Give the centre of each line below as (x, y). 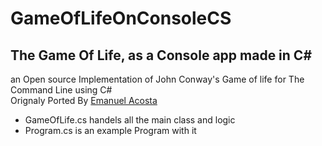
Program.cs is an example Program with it (110, 130)
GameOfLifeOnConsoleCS (121, 18)
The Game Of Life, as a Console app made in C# (161, 55)
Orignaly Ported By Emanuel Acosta (84, 100)
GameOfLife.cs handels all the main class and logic (130, 120)
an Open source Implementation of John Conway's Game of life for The (157, 79)
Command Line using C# (61, 90)
